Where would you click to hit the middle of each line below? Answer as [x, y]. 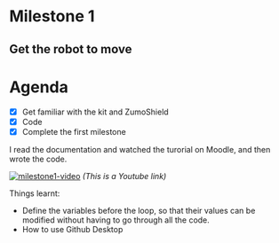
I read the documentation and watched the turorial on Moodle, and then [140, 149]
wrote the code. [38, 159]
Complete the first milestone [74, 131]
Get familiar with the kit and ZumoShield [95, 112]
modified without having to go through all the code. [116, 220]
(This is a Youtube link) [124, 176]
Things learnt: [35, 193]
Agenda [39, 87]
